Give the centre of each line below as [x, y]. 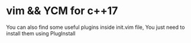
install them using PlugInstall [41, 33]
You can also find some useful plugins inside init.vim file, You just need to [96, 27]
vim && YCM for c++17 [62, 11]
